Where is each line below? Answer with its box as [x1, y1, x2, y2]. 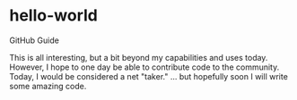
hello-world [9, 5, 99, 26]
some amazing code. [9, 80, 87, 91]
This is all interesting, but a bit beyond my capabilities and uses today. [9, 52, 268, 62]
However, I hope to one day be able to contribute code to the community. [9, 62, 280, 72]
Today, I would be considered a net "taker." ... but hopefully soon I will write [9, 71, 289, 81]
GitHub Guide [9, 35, 60, 46]
